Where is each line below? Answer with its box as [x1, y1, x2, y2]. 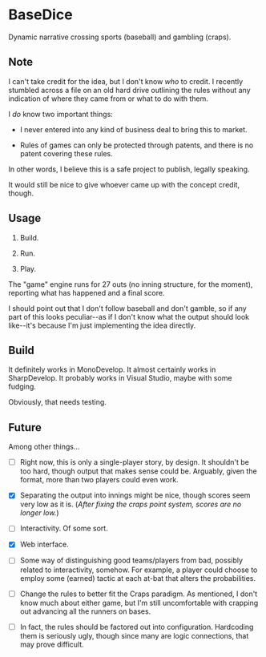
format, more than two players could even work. [19, 475, 179, 485]
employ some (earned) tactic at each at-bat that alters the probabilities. [19, 573, 256, 582]
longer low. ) [19, 508, 59, 518]
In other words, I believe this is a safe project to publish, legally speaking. [8, 164, 250, 174]
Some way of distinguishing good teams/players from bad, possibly [19, 555, 243, 566]
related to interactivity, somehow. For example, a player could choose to [19, 565, 258, 574]
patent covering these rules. [19, 148, 114, 158]
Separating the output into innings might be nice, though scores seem [19, 490, 251, 500]
